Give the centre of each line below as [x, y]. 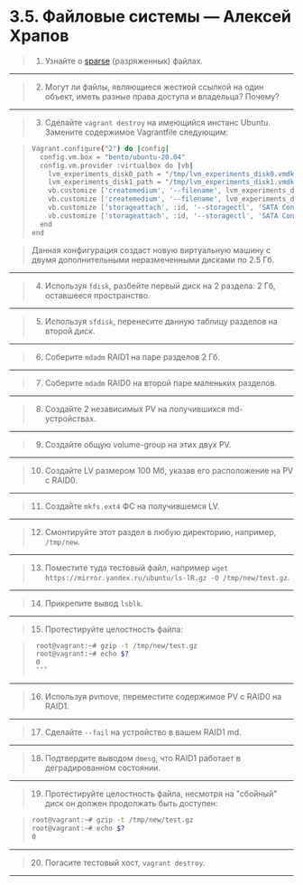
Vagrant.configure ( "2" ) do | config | [100, 148]
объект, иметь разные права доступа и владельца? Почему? [162, 96]
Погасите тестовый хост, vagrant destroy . [125, 862]
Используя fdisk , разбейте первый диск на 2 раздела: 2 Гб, [160, 286]
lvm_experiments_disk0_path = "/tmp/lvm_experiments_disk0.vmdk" [174, 174]
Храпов [39, 36]
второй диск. [70, 331]
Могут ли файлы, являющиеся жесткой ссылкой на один [154, 87]
